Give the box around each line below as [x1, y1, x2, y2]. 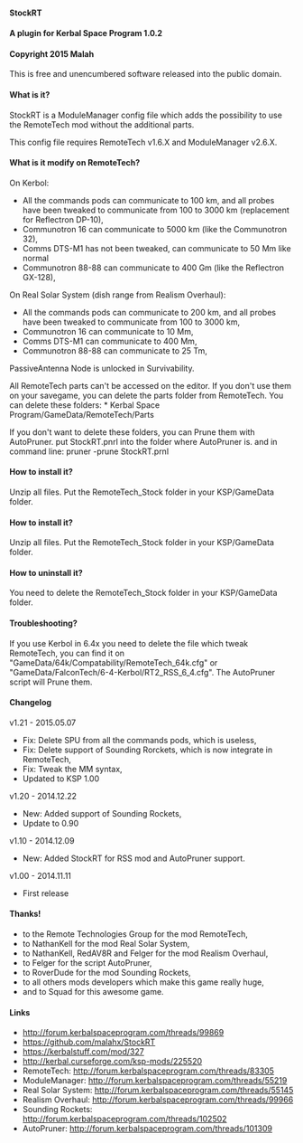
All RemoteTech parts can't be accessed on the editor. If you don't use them [9, 380, 291, 391]
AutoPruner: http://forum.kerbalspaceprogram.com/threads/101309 [22, 1123, 273, 1134]
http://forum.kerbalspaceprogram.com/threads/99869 [22, 1027, 225, 1038]
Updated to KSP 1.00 [22, 773, 100, 784]
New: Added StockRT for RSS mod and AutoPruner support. [22, 853, 245, 864]
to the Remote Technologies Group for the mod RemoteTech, [22, 929, 248, 940]
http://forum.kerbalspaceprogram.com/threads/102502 [22, 1113, 227, 1125]
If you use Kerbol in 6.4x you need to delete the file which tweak [9, 638, 249, 648]
